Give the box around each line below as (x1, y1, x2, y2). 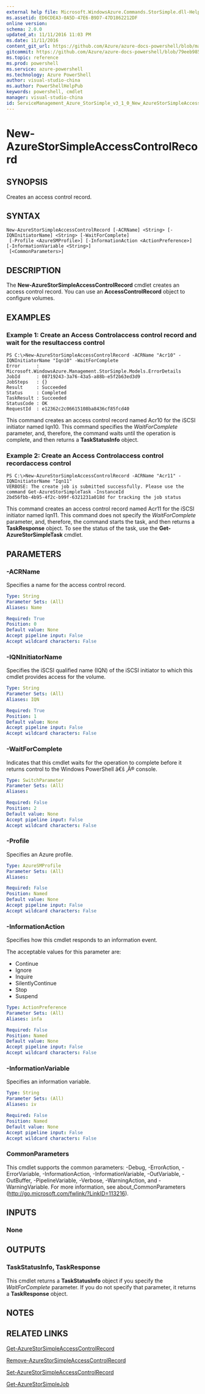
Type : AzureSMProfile (6, 862, 62, 869)
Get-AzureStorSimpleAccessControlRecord (6, 1344, 115, 1352)
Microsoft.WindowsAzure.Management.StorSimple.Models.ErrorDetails (6, 368, 182, 374)
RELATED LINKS (6, 1328, 68, 1339)
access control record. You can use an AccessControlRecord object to (6, 288, 185, 295)
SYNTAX (6, 211, 41, 221)
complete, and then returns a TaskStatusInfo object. (6, 436, 139, 443)
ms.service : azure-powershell (6, 66, 84, 72)
